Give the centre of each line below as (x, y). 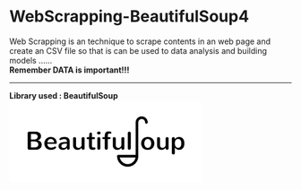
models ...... (31, 60)
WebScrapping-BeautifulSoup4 (129, 17)
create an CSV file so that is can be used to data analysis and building (138, 50)
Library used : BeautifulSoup (64, 95)
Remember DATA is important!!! (69, 70)
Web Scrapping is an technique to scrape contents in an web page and (140, 41)
